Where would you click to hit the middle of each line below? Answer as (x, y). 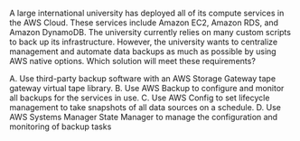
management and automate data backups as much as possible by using (143, 52)
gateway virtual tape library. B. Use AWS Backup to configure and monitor (147, 88)
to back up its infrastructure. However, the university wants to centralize (144, 42)
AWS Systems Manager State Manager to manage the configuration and (144, 117)
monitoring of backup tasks (61, 127)
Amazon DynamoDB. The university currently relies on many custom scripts (150, 32)
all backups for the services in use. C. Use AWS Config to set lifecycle (140, 98)
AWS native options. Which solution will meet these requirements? (132, 61)
